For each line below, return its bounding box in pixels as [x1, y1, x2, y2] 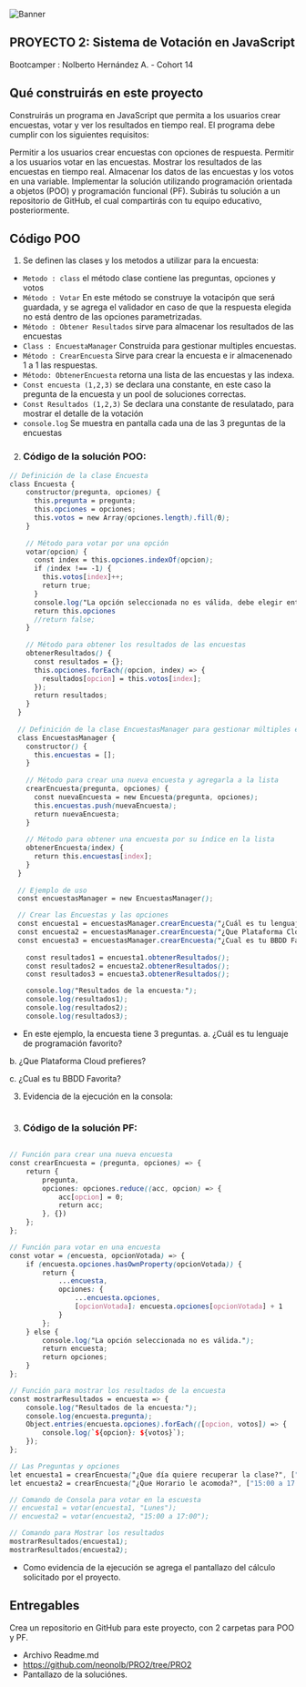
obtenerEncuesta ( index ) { [25, 843, 125, 853]
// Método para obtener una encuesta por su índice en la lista [25, 835, 275, 844]
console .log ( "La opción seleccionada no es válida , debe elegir [33, 597, 283, 607]
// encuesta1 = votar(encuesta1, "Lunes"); [9, 1503, 178, 1513]
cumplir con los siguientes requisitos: [9, 128, 149, 140]
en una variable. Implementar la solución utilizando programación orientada [9, 176, 293, 187]
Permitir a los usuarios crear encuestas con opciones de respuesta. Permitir [9, 147, 294, 158]
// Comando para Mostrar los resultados [9, 1529, 166, 1538]
